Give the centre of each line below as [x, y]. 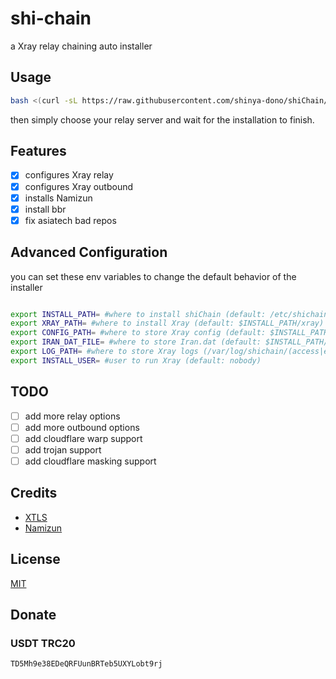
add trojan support [63, 449]
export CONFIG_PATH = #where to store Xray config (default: [138, 333]
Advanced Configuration [89, 252]
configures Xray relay [69, 175]
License [35, 559]
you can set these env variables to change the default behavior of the [153, 276]
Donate [33, 614]
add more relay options [72, 416]
